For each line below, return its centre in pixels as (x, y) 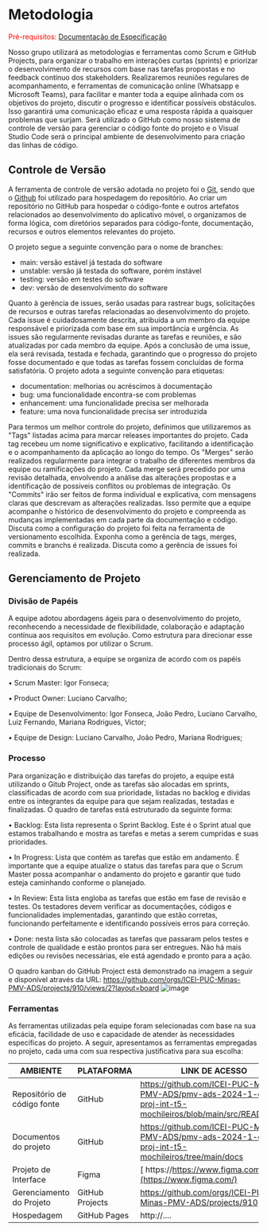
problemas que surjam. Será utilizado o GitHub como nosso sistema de (124, 119)
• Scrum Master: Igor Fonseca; (59, 683)
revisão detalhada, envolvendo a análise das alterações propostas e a (122, 477)
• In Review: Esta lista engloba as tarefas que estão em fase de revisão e (127, 898)
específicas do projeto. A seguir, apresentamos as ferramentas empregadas (133, 1043)
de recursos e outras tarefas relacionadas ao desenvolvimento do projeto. (129, 311)
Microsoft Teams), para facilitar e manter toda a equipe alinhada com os (126, 94)
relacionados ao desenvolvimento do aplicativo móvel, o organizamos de (128, 214)
